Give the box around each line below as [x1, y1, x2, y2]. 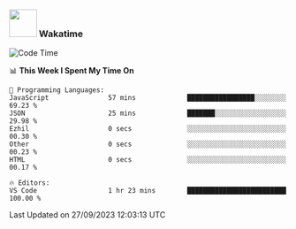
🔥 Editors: [9, 179, 50, 187]
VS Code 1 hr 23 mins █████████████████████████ [9, 187, 287, 195]
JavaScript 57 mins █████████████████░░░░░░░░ [9, 94, 287, 103]
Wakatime [38, 27, 84, 40]
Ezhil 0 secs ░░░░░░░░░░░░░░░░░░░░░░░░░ [9, 125, 287, 134]
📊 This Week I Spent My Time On [9, 65, 134, 76]
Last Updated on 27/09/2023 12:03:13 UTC [9, 210, 166, 220]
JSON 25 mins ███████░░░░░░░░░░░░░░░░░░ [9, 109, 287, 118]
